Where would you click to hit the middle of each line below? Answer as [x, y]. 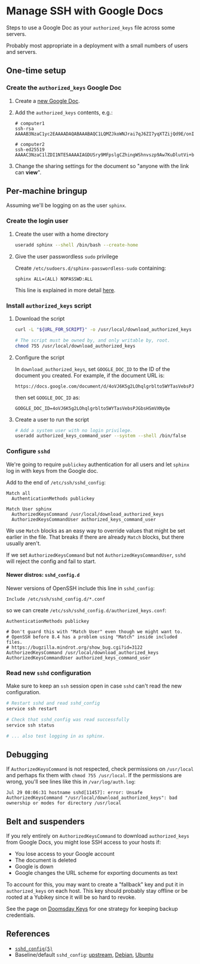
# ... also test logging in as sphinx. [56, 736]
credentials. [21, 915]
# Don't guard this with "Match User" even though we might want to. [95, 632]
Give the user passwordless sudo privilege [66, 256]
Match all [19, 493]
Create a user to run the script [52, 419]
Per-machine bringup [47, 191]
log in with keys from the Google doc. [52, 470]
